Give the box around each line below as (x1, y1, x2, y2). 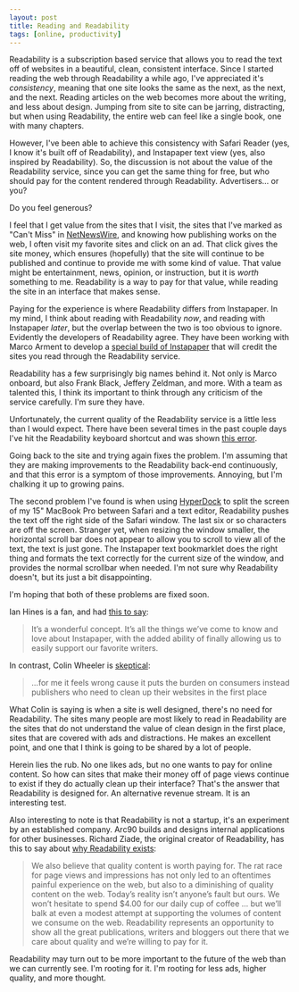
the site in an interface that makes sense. (9, 287, 161, 297)
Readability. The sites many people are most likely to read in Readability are (9, 713, 287, 724)
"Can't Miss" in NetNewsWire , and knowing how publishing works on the (9, 229, 277, 240)
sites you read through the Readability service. (9, 351, 181, 362)
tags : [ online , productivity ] (9, 29, 122, 38)
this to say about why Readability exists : (9, 843, 157, 854)
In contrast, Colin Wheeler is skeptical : (9, 660, 151, 671)
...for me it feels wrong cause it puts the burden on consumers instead (30, 678, 290, 688)
